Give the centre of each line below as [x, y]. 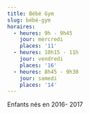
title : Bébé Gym [30, 14]
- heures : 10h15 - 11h [46, 53]
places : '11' [38, 46]
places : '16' [38, 65]
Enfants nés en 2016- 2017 [45, 104]
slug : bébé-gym [29, 20]
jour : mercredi [42, 40]
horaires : [21, 26]
